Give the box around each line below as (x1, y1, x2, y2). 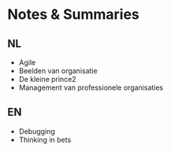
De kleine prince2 (18, 75, 76, 83)
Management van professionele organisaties (18, 83, 164, 92)
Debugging (18, 126, 56, 135)
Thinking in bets (18, 135, 72, 144)
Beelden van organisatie (18, 66, 98, 76)
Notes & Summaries (7, 6, 139, 24)
